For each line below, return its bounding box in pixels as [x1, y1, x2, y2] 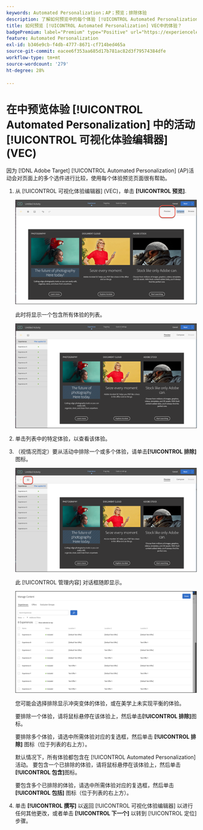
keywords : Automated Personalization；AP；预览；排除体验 [6, 10, 147, 16]
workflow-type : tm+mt [6, 55, 61, 61]
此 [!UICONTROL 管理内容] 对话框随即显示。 [14, 578, 126, 585]
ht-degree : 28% [6, 67, 45, 73]
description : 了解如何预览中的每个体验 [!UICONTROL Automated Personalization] [6, 16, 201, 22]
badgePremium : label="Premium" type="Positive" [6, 29, 129, 35]
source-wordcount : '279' [6, 61, 69, 67]
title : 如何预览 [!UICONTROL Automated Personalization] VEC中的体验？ [6, 22, 182, 29]
